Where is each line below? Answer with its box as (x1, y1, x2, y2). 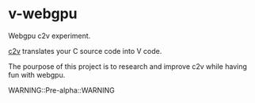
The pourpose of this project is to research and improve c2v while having (8, 61, 247, 71)
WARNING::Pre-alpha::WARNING (8, 85, 115, 95)
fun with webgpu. (8, 70, 66, 79)
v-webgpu (8, 5, 78, 23)
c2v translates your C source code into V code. (8, 46, 162, 55)
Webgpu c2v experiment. (8, 31, 91, 40)
